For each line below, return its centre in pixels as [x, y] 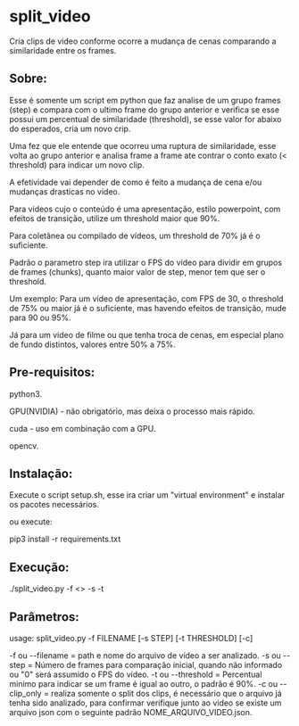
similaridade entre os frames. [63, 50]
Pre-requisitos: [52, 372]
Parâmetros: [45, 617]
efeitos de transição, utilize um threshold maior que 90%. [115, 218]
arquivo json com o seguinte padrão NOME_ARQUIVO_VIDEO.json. [131, 712]
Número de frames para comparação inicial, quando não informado [158, 665]
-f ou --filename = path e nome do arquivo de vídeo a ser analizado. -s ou [145, 656]
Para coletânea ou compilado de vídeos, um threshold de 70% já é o [135, 235]
